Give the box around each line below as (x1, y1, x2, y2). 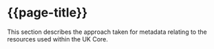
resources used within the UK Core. (7, 35, 109, 43)
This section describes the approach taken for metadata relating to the (7, 28, 208, 36)
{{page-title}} (7, 5, 88, 21)
